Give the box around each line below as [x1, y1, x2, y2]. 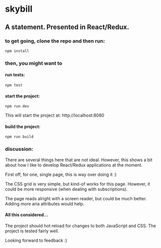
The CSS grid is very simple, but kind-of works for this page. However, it [5, 181, 150, 186]
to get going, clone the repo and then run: [5, 38, 106, 44]
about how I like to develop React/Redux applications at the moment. [5, 162, 143, 168]
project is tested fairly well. [5, 228, 59, 234]
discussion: [5, 145, 34, 152]
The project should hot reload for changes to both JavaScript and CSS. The [5, 223, 157, 228]
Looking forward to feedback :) [5, 237, 67, 243]
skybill [5, 3, 33, 15]
